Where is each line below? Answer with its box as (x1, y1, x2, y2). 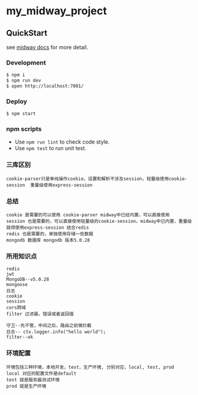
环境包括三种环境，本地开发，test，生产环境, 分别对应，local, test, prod (6, 364, 175, 370)
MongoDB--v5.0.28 (6, 276, 49, 282)
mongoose (6, 282, 28, 288)
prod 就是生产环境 (6, 383, 47, 389)
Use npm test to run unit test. (14, 145, 86, 152)
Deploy (6, 97, 27, 105)
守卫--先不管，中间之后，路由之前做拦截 (6, 323, 92, 329)
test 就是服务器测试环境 (6, 377, 60, 382)
